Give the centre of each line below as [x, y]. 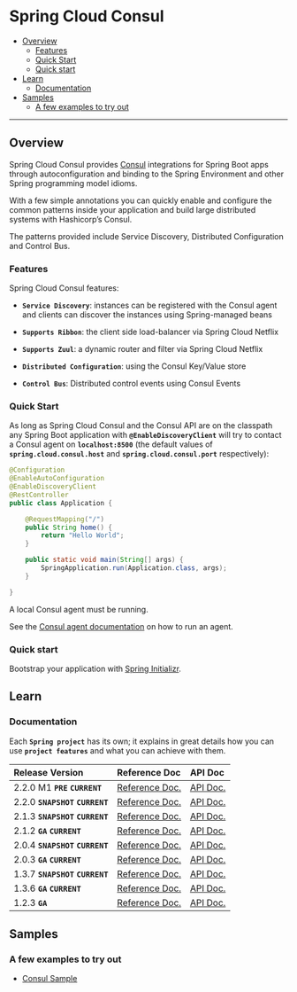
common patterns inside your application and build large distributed [133, 209]
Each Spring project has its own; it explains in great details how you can [142, 741]
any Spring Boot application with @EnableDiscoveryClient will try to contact [145, 435]
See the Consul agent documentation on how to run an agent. [122, 626]
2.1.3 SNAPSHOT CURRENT [61, 816]
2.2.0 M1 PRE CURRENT [58, 787]
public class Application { [61, 503]
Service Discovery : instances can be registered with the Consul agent [149, 305]
